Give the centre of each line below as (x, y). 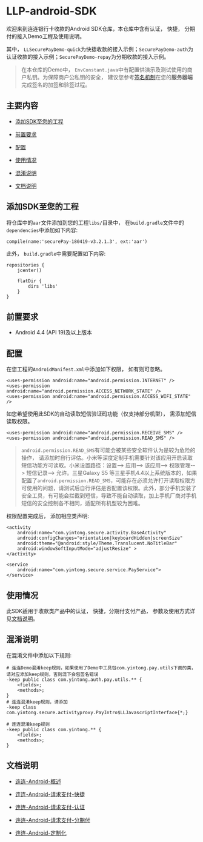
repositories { (25, 265)
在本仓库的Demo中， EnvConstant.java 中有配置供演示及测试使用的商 (107, 69)
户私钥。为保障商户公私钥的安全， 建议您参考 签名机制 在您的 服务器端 (107, 77)
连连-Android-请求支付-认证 (50, 807)
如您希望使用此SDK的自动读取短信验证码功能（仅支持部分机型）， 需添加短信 (101, 414)
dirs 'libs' (43, 286)
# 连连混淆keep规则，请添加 (37, 702)
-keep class (21, 707)
